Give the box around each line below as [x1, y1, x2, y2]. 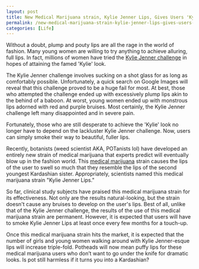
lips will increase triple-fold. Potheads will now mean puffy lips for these [6, 244, 182, 251]
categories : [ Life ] [6, 25, 54, 31]
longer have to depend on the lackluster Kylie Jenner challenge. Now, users [6, 127, 191, 134]
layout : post [6, 8, 38, 15]
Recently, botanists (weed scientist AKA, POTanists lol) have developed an [6, 145, 188, 152]
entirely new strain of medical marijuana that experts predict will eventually [6, 152, 189, 159]
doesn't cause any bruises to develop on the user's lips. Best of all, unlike [6, 201, 185, 208]
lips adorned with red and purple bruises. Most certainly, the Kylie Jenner [6, 103, 185, 110]
